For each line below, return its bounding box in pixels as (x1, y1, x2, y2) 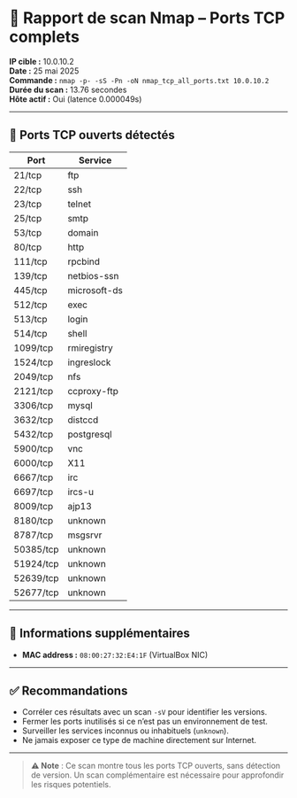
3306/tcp (13, 399, 54, 411)
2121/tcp (13, 384, 54, 397)
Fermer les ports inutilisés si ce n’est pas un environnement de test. (21, 717, 268, 727)
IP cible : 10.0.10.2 (9, 56, 75, 66)
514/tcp (13, 327, 48, 339)
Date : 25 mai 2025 (9, 66, 80, 76)
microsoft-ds (67, 283, 124, 296)
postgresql (67, 428, 112, 440)
